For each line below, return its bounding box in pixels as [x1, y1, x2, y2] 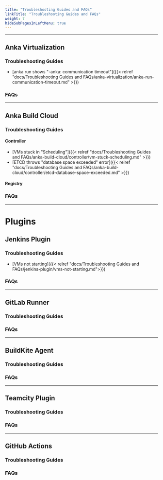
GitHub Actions [5, 442, 52, 450]
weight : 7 [5, 16, 25, 21]
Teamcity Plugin [5, 394, 55, 402]
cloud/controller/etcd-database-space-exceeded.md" [12, 170, 120, 175]
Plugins [5, 216, 36, 227]
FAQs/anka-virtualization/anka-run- [83, 74, 154, 80]
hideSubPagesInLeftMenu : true [5, 20, 66, 26]
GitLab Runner [5, 298, 49, 307]
